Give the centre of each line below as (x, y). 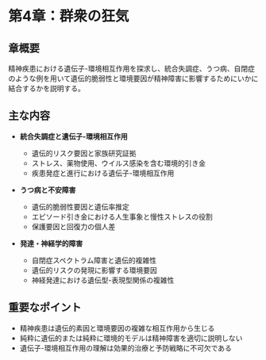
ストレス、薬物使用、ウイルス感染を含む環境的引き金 (119, 163)
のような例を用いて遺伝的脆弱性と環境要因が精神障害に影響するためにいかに (133, 79)
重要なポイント (45, 307)
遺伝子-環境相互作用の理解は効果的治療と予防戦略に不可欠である (126, 348)
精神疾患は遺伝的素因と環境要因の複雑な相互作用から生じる (117, 328)
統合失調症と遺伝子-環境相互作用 (74, 136)
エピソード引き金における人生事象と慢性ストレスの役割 (122, 216)
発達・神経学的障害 (51, 243)
